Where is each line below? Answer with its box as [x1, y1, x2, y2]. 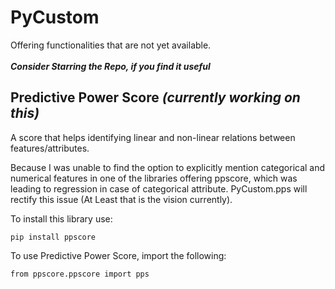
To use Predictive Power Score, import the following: [10, 249, 227, 261]
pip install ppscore [10, 232, 97, 242]
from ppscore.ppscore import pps [10, 269, 150, 279]
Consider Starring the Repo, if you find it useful [10, 60, 211, 72]
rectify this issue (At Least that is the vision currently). [10, 193, 233, 205]
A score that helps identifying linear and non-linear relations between [10, 131, 296, 143]
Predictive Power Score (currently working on [10, 89, 301, 106]
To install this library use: [10, 212, 113, 225]
